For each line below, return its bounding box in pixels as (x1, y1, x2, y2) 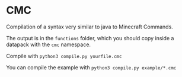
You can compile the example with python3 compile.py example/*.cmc (6, 63, 177, 71)
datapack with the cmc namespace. (6, 41, 91, 48)
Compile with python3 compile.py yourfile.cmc (6, 52, 122, 59)
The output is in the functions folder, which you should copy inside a (6, 34, 174, 41)
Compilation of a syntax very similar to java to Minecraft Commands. (6, 23, 173, 30)
